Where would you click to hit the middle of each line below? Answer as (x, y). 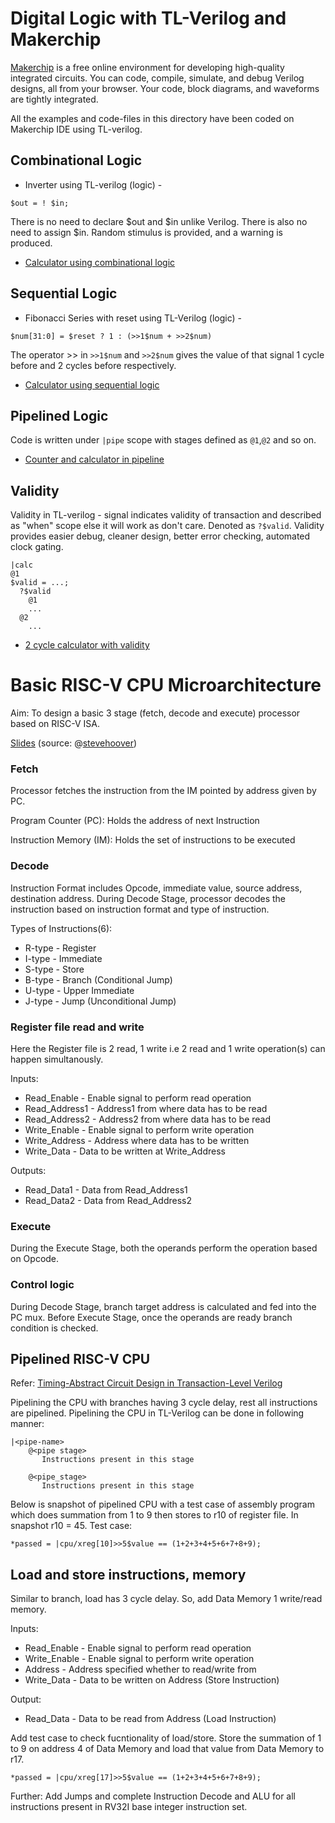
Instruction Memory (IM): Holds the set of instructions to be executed (153, 840)
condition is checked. (54, 1328)
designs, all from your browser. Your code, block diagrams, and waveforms (165, 88)
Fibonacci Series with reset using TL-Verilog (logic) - (133, 318)
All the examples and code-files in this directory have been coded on (152, 118)
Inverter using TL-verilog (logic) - (93, 184)
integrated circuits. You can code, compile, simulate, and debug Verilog (157, 78)
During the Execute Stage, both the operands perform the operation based (164, 1248)
